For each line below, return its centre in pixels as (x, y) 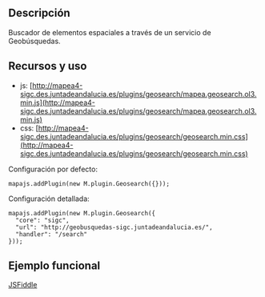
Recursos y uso (48, 66)
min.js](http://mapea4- (58, 102)
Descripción (39, 13)
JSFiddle (23, 285)
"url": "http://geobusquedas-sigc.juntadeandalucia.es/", (114, 227)
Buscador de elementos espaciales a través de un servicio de (110, 32)
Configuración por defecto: (53, 169)
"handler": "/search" (52, 234)
